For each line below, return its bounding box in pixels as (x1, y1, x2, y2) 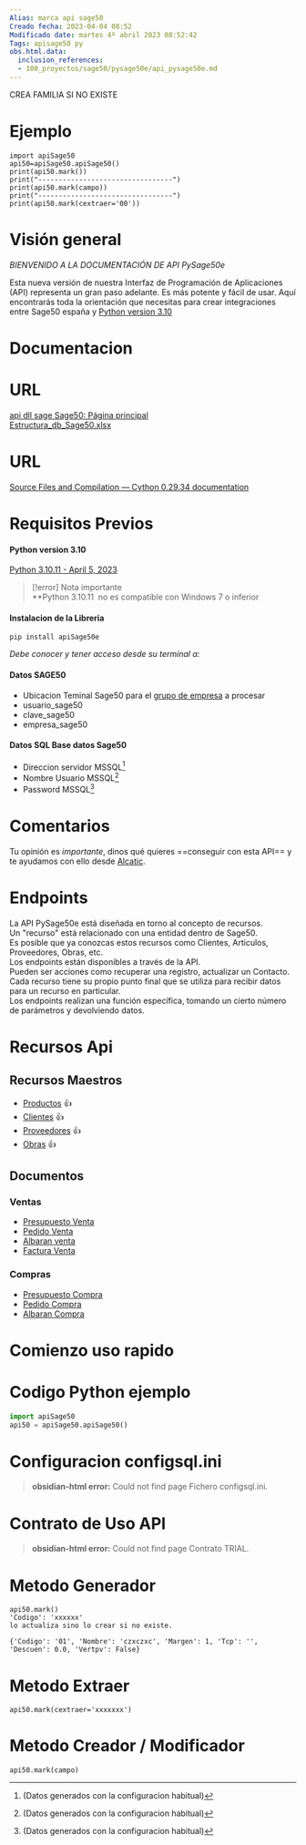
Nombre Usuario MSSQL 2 (22, 771, 120, 784)
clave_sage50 (22, 709, 76, 720)
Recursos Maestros (9, 1072, 123, 1089)
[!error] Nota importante (31, 582, 123, 593)
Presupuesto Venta (22, 1216, 95, 1227)
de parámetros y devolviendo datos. (9, 1004, 146, 1016)
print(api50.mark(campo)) (9, 183, 107, 192)
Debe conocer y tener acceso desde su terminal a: (9, 649, 200, 660)
